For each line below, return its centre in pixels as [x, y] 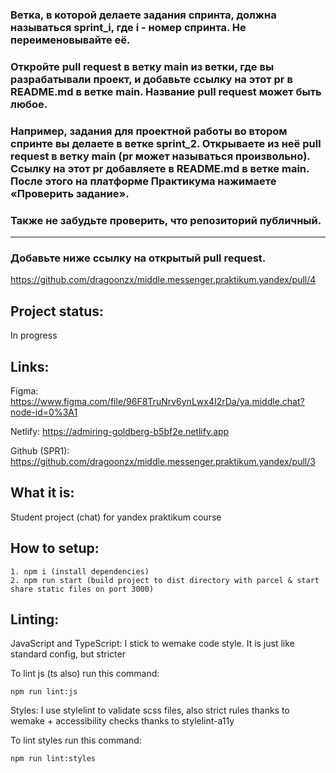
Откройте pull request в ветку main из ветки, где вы [142, 66]
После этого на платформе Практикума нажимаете [143, 181]
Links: [30, 366]
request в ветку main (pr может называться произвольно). [160, 156]
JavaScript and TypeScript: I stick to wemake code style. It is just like [152, 644]
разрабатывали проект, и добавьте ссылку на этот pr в [151, 79]
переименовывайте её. [70, 40]
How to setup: [55, 548]
